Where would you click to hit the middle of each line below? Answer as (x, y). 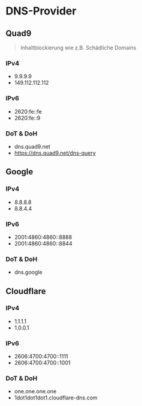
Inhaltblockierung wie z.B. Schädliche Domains (78, 48)
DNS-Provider (41, 11)
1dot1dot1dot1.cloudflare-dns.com (56, 398)
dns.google (28, 272)
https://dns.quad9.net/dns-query (55, 153)
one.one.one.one (35, 392)
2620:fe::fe (28, 111)
